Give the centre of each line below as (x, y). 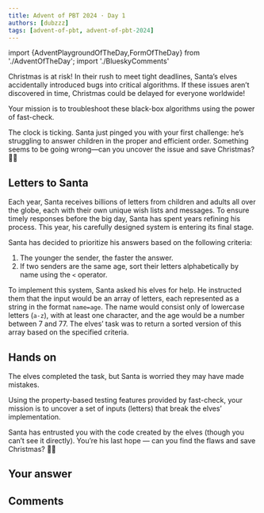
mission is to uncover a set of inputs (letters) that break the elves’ (115, 408)
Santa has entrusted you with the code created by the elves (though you (126, 432)
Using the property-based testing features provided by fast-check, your (126, 400)
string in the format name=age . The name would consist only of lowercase (126, 307)
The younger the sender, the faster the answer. (96, 258)
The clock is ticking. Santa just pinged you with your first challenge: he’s (126, 132)
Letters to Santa (48, 183)
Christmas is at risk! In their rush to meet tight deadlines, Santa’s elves (123, 77)
